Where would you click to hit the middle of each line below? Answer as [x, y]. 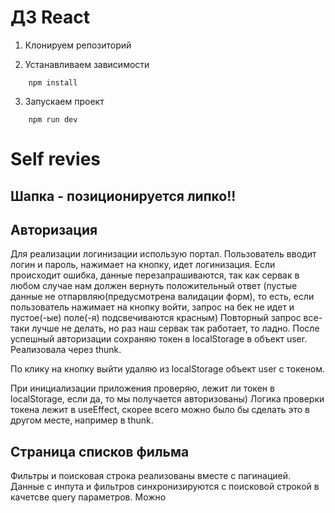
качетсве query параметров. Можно [88, 497]
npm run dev [53, 119]
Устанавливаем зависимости [87, 64]
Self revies [56, 159]
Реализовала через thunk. [66, 350]
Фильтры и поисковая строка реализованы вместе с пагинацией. [151, 476]
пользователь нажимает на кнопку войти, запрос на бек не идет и [152, 307]
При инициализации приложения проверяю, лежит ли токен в [142, 388]
